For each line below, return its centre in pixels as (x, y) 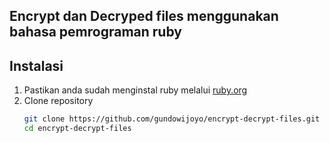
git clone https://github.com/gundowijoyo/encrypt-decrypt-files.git (172, 119)
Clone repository (58, 101)
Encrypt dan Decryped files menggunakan (144, 16)
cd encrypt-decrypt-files (77, 129)
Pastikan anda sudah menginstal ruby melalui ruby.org (135, 90)
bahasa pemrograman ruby (95, 32)
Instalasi (36, 65)
